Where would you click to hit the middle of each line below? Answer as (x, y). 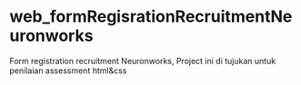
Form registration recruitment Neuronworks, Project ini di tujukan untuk (143, 61)
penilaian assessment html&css (68, 71)
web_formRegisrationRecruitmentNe (151, 17)
